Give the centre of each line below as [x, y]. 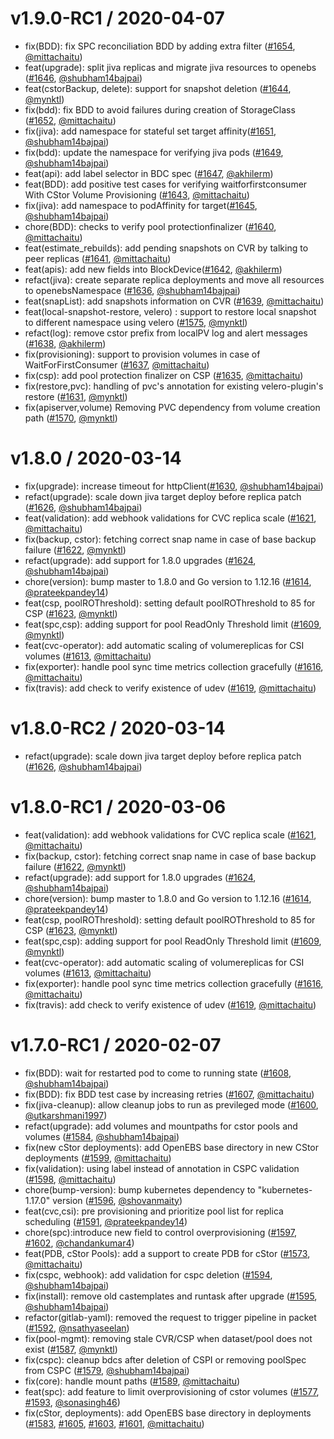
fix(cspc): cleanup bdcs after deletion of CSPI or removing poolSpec [165, 1359]
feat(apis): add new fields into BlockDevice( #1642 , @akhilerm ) [153, 269]
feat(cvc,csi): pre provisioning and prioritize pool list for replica [154, 1211]
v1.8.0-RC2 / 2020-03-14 [118, 728]
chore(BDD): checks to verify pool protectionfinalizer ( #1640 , [150, 226]
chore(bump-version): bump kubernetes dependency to [140, 1189]
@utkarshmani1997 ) [66, 1115]
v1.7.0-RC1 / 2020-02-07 [116, 1044]
